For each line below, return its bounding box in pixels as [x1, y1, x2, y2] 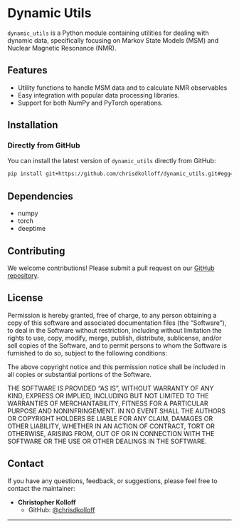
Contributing [7, 244, 65, 257]
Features [7, 64, 48, 76]
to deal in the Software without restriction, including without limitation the [7, 326, 222, 334]
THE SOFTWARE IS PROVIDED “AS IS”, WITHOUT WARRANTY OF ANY [7, 383, 214, 393]
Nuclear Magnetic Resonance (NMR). [7, 43, 117, 52]
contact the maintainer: [7, 484, 76, 492]
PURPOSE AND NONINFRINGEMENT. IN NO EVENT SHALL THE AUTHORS [7, 406, 226, 415]
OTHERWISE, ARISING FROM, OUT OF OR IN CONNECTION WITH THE [7, 429, 215, 438]
